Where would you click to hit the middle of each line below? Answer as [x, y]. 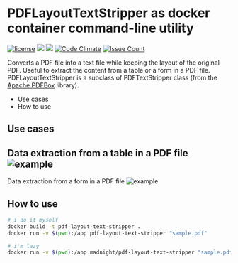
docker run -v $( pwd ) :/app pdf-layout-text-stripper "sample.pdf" [107, 233]
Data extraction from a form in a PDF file [66, 181]
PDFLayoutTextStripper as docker [109, 13]
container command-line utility [101, 28]
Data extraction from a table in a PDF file [98, 153]
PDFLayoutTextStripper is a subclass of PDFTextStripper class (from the [113, 77]
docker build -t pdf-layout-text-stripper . [74, 226]
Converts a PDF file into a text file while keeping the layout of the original [113, 63]
